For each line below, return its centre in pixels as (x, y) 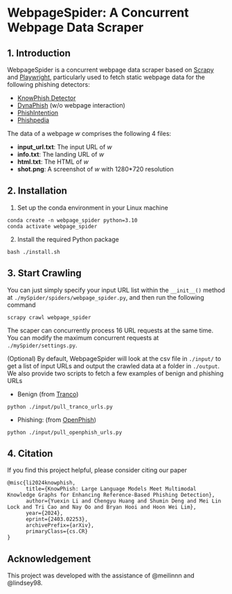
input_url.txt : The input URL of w (65, 147)
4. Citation (30, 453)
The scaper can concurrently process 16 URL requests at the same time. (110, 330)
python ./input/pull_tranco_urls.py (60, 407)
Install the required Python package (68, 239)
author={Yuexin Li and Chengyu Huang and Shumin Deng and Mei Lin (123, 501)
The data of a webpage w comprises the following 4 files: (89, 134)
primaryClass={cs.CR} (57, 532)
